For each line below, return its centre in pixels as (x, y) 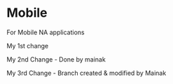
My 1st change (28, 45)
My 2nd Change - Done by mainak (56, 59)
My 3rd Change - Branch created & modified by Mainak (86, 73)
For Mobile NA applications (46, 32)
